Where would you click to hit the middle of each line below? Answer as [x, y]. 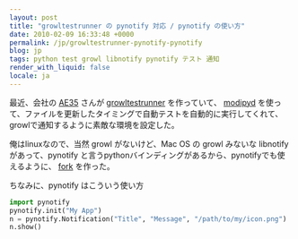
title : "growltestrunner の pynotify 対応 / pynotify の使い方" [127, 26]
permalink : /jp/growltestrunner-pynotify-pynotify [106, 43]
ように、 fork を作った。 [70, 166]
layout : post [34, 17]
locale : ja [30, 76]
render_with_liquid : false [60, 68]
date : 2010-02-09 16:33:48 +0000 [72, 34]
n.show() [26, 227]
